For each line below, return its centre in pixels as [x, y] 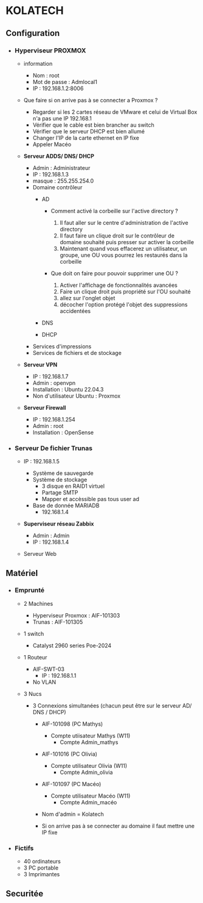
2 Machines [38, 603]
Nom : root [46, 75]
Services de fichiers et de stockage [77, 353]
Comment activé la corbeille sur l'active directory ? [115, 211]
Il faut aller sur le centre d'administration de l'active [124, 222]
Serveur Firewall [45, 407]
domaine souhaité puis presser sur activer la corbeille [127, 242]
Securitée [25, 894]
